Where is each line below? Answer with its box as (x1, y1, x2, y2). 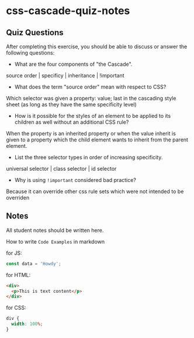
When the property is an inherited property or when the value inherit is (6, 130, 176, 137)
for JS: (6, 249, 22, 256)
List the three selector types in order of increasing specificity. (14, 154, 163, 161)
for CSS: (6, 304, 26, 312)
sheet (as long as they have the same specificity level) (6, 101, 137, 108)
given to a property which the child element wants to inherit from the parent (6, 136, 189, 143)
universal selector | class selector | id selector (6, 165, 117, 172)
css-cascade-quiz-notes (6, 4, 130, 18)
